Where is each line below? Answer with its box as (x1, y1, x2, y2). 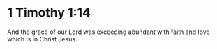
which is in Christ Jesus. (7, 35, 78, 43)
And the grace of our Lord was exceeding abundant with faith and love (7, 28, 211, 36)
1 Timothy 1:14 (7, 5, 91, 21)
